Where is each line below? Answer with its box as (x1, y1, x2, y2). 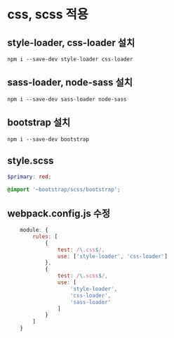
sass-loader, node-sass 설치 (7, 77, 133, 89)
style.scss (7, 155, 54, 167)
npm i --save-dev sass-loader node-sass (7, 96, 128, 103)
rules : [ (32, 233, 58, 240)
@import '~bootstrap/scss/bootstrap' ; (7, 186, 121, 194)
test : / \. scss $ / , (57, 273, 109, 280)
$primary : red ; (7, 173, 52, 180)
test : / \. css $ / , (57, 246, 105, 254)
